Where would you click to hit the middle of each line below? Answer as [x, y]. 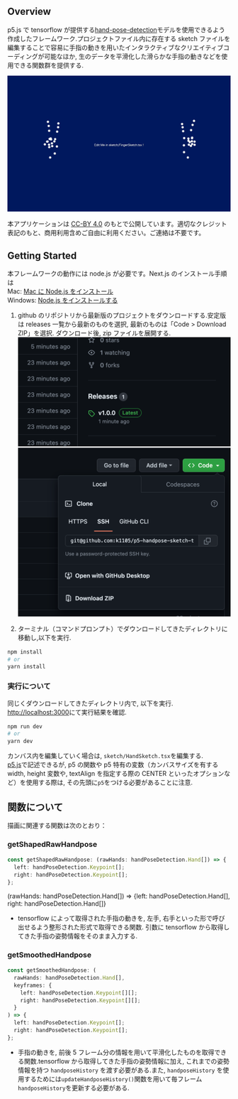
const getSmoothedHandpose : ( [52, 970]
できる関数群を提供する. [48, 65]
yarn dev [20, 742]
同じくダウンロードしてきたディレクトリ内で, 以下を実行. [90, 703]
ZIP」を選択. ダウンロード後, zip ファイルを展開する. [94, 333]
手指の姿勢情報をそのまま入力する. [87, 936]
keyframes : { [33, 985]
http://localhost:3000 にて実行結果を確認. [67, 712]
